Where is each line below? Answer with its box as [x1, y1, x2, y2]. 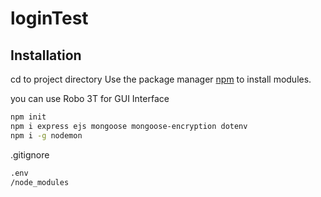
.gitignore [10, 148, 50, 161]
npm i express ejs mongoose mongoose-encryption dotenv [10, 121, 248, 131]
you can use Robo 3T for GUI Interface [10, 93, 170, 104]
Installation [10, 47, 82, 64]
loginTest [10, 7, 89, 30]
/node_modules [10, 177, 70, 187]
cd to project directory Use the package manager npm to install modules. [10, 73, 312, 85]
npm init [10, 112, 47, 122]
